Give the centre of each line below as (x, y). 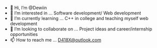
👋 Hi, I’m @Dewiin (28, 8)
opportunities (24, 34)
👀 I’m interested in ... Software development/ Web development (75, 13)
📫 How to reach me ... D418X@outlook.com (56, 40)
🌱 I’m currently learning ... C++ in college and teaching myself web (79, 18)
